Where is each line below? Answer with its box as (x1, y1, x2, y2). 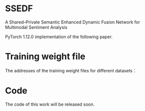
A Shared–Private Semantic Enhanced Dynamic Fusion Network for (5, 19, 141, 25)
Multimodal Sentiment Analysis (5, 24, 68, 30)
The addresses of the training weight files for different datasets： (5, 67, 137, 73)
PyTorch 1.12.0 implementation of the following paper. (5, 34, 113, 40)
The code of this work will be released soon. (5, 101, 95, 107)
